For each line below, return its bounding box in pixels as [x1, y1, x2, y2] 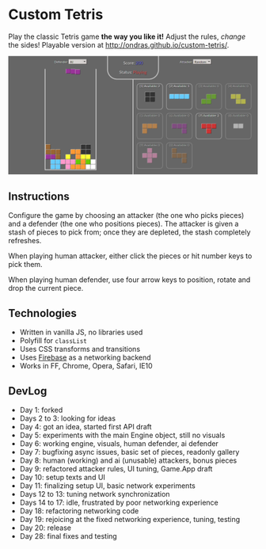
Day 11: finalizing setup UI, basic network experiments [19, 481, 196, 490]
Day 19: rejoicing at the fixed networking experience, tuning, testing [19, 515, 241, 524]
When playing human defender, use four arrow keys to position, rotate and [8, 275, 251, 284]
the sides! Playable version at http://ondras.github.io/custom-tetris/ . [8, 40, 230, 49]
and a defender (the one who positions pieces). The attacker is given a [8, 219, 239, 229]
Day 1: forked [19, 406, 63, 415]
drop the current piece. [8, 284, 84, 293]
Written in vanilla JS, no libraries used [19, 327, 143, 337]
